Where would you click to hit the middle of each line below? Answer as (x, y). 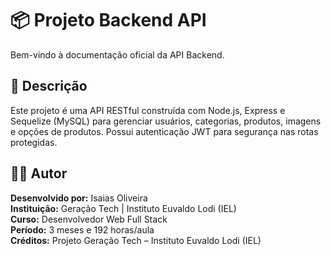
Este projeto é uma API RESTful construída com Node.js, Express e (148, 110)
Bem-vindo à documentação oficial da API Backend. (117, 54)
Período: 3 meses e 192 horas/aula (82, 229)
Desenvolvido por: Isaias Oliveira (79, 198)
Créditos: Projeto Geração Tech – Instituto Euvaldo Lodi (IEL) (136, 240)
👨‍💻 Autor (39, 173)
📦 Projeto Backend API (108, 20)
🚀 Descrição (49, 86)
